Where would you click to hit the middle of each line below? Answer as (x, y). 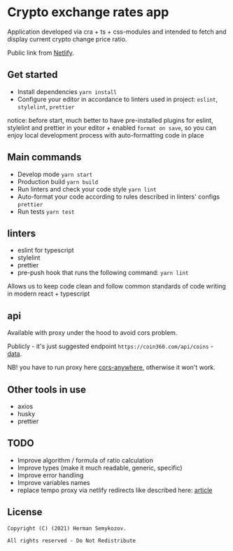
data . (15, 354)
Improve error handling (50, 475)
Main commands (44, 158)
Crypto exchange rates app (88, 12)
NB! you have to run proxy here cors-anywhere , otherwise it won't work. (111, 367)
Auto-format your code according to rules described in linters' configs (119, 197)
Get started (33, 75)
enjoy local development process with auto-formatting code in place (106, 135)
